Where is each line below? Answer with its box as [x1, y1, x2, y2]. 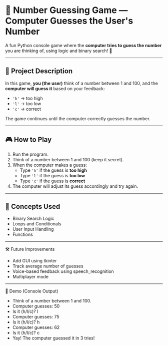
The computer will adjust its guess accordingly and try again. [12, 183, 138, 189]
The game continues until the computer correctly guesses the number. [5, 115, 151, 122]
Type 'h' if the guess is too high [19, 167, 87, 173]
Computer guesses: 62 [12, 324, 60, 330]
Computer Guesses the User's [5, 15, 133, 27]
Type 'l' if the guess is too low [19, 172, 85, 178]
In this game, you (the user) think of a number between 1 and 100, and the [5, 80, 158, 86]
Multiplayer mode [12, 274, 49, 280]
